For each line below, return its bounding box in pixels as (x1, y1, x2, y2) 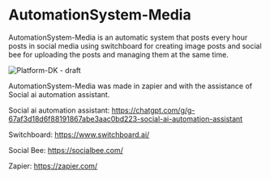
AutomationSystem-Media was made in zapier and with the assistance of (8, 81, 253, 91)
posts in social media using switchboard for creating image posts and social (8, 40, 262, 50)
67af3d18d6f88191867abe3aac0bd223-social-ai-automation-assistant (8, 113, 243, 123)
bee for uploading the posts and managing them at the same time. (8, 49, 229, 59)
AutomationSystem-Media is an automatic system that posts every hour (8, 32, 248, 42)
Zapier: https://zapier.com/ (8, 160, 98, 171)
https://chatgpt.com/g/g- (111, 105, 195, 115)
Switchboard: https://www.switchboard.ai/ (8, 130, 150, 139)
